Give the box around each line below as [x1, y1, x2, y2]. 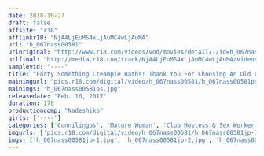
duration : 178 [8, 99, 55, 107]
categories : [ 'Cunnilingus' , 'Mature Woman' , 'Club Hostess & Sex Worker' [8, 121, 258, 129]
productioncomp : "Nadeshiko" [8, 107, 104, 115]
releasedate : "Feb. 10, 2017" [8, 92, 108, 100]
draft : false [8, 19, 51, 27]
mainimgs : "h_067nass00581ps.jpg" [8, 84, 122, 93]
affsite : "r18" [8, 26, 58, 34]
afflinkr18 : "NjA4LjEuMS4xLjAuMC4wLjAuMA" [8, 33, 149, 42]
